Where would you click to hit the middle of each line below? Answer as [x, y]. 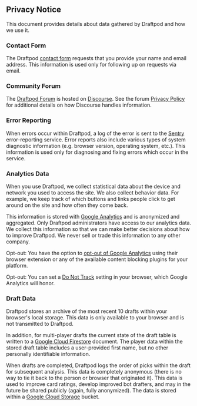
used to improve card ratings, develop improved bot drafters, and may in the [98, 384]
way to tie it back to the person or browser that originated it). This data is [94, 378]
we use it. [18, 30]
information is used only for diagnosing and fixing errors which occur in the [97, 152]
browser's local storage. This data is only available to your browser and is [95, 318]
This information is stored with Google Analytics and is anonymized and [93, 217]
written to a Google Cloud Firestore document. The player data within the [95, 342]
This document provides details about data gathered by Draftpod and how [96, 24]
